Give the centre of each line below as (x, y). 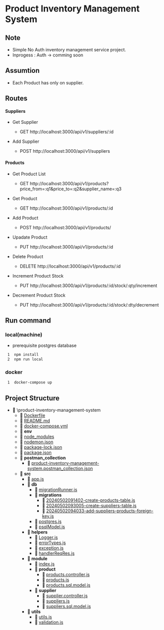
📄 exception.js (49, 548)
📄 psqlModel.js (50, 527)
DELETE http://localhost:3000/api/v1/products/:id (70, 266)
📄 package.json (36, 453)
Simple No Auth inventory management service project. (69, 50)
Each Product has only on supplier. (48, 82)
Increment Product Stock (38, 276)
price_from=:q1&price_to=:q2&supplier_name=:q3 (71, 189)
